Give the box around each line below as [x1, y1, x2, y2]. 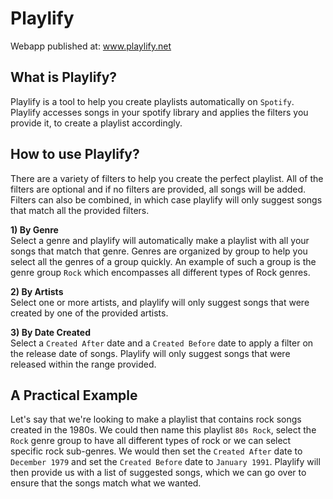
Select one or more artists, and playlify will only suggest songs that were [10, 296, 310, 308]
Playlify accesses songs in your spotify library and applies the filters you [10, 106, 309, 118]
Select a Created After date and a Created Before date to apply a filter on [10, 337, 314, 349]
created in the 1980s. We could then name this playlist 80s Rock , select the [10, 424, 317, 436]
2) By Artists [10, 285, 64, 297]
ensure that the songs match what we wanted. [10, 477, 202, 489]
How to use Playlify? [10, 146, 140, 163]
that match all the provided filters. [10, 204, 150, 216]
